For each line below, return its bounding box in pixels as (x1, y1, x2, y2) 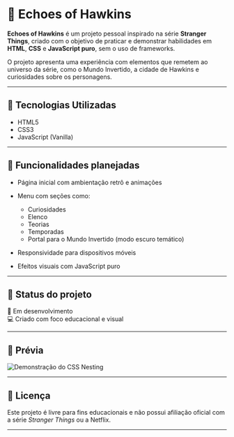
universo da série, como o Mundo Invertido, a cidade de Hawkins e (7, 65, 200, 73)
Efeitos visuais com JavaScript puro (17, 262, 120, 270)
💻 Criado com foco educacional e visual (7, 315, 124, 323)
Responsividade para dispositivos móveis (17, 248, 136, 257)
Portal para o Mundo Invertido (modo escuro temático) (27, 235, 185, 243)
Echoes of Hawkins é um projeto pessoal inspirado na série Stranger (7, 29, 207, 38)
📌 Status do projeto (7, 288, 92, 300)
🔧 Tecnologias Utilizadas (7, 99, 116, 111)
